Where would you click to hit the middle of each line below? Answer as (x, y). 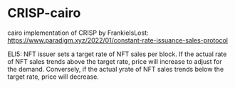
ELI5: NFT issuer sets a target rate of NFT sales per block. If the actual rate (117, 54)
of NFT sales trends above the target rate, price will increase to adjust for (115, 61)
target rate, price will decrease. (53, 77)
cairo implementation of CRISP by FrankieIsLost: (78, 33)
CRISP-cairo (44, 13)
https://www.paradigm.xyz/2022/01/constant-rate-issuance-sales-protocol (117, 40)
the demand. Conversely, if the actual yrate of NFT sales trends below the (116, 69)
